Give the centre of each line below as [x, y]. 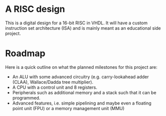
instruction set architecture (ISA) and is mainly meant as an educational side [83, 28]
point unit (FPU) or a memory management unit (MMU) [68, 108]
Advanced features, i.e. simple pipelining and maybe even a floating [82, 103]
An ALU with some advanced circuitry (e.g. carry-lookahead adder [81, 77]
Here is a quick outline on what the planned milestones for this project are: [81, 67]
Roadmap [25, 54]
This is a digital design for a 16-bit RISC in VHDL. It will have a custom [76, 23]
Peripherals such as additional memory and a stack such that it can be [84, 92]
